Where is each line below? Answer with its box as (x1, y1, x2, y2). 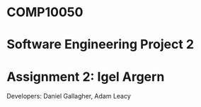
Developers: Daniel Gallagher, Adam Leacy (6, 92, 132, 101)
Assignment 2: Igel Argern (6, 68, 165, 84)
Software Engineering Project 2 (6, 37, 195, 53)
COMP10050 (6, 4, 84, 20)
